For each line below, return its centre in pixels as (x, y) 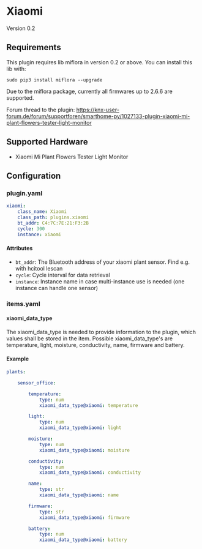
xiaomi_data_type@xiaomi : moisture (84, 450)
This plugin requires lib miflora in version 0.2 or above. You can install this (99, 62)
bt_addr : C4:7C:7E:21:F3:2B (53, 223)
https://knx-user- (98, 110)
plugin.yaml (24, 193)
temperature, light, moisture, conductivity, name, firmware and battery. (95, 345)
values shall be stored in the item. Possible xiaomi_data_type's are (90, 338)
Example (18, 359)
